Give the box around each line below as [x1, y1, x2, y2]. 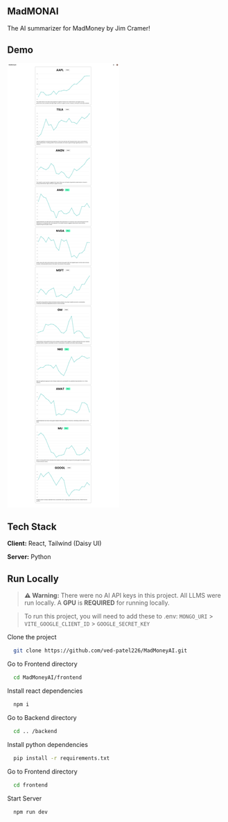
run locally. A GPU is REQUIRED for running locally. [24, 598, 170, 607]
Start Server [7, 794, 42, 803]
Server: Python [7, 553, 51, 561]
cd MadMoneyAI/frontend [13, 674, 82, 681]
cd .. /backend [13, 728, 58, 735]
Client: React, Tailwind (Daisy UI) [7, 539, 102, 548]
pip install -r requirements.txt [13, 755, 110, 762]
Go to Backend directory [7, 713, 78, 721]
